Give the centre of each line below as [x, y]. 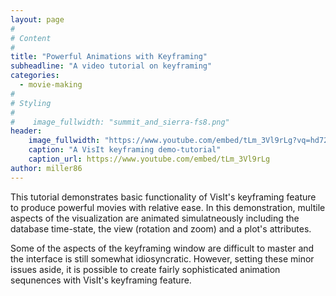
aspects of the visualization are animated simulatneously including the [155, 218]
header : [26, 131]
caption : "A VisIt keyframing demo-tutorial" [125, 150]
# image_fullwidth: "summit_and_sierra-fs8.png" [120, 122]
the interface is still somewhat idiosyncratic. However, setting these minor [162, 258]
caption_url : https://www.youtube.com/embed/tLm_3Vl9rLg [149, 159]
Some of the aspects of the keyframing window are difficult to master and [162, 248]
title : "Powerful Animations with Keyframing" [109, 57]
